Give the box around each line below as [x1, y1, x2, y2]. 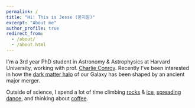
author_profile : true [6, 25, 60, 31]
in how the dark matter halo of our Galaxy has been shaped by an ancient [6, 71, 185, 78]
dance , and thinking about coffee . [6, 94, 89, 101]
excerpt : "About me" [6, 20, 57, 26]
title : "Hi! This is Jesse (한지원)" [6, 14, 96, 20]
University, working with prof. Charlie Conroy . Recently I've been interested [6, 64, 189, 71]
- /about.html [11, 42, 46, 48]
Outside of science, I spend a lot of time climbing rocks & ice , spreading [6, 88, 181, 96]
